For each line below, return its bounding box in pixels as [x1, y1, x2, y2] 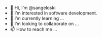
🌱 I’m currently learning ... [10, 15, 64, 21]
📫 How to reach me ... [10, 26, 57, 32]
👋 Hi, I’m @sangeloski [10, 5, 56, 10]
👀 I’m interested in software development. [10, 10, 97, 16]
